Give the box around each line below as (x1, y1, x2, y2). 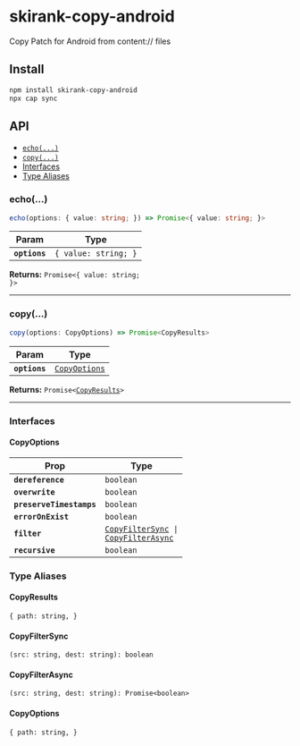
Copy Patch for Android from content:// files (9, 36, 171, 47)
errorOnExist (13, 512, 70, 521)
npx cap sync (9, 94, 58, 103)
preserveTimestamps (13, 499, 96, 509)
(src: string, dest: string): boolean (9, 650, 154, 659)
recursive (13, 545, 55, 555)
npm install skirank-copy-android (9, 85, 138, 95)
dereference (13, 474, 65, 485)
